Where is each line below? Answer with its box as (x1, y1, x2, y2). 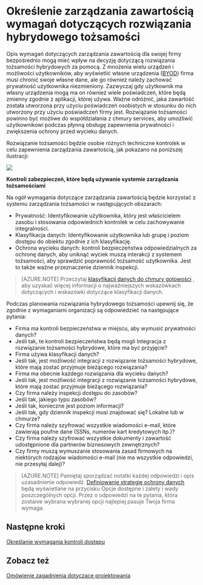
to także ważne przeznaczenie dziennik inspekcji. (15, 263, 139, 271)
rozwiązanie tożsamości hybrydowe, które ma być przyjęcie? (15, 344, 168, 351)
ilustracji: (6, 152, 29, 159)
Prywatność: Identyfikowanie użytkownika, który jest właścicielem (15, 211, 181, 219)
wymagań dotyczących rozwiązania (6, 17, 192, 31)
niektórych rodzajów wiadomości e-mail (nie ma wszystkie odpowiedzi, (15, 454, 194, 461)
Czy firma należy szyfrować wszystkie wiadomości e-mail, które (15, 421, 176, 429)
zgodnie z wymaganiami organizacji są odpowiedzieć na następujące (6, 306, 179, 313)
